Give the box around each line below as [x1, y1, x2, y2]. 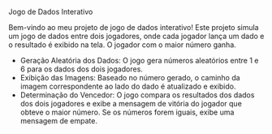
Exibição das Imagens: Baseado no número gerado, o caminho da [19, 73, 241, 82]
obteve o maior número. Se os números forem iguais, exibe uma [19, 107, 235, 117]
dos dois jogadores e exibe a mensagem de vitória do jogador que [19, 99, 242, 108]
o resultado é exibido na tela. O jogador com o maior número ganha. [8, 40, 237, 50]
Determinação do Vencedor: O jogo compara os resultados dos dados [19, 90, 255, 100]
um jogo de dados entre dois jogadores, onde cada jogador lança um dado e [8, 32, 265, 41]
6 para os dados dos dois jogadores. [19, 64, 144, 74]
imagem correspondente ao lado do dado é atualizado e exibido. [19, 81, 237, 91]
